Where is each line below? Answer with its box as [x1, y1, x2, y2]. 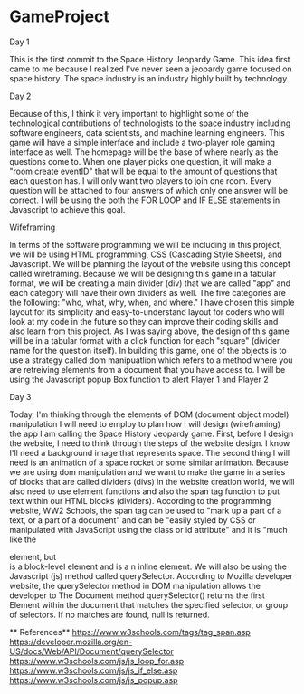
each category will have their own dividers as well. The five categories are [9, 287, 287, 298]
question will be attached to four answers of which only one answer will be [9, 185, 288, 195]
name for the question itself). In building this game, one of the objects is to [9, 345, 287, 356]
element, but [9, 551, 57, 562]
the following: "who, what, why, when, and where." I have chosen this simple [9, 297, 295, 308]
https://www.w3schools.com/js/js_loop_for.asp [9, 655, 184, 666]
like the [9, 534, 37, 545]
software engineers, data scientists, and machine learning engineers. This [9, 127, 285, 138]
